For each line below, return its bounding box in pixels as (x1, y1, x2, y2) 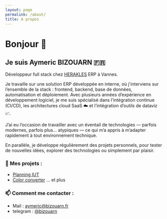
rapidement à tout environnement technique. (5, 132, 97, 138)
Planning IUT (12, 171, 39, 177)
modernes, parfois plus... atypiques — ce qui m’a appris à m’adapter (5, 127, 146, 133)
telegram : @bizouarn (12, 208, 58, 214)
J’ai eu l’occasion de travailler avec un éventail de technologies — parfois (5, 122, 157, 128)
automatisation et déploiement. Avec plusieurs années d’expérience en (5, 92, 151, 98)
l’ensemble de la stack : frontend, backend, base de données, (5, 86, 133, 93)
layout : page (5, 7, 33, 13)
